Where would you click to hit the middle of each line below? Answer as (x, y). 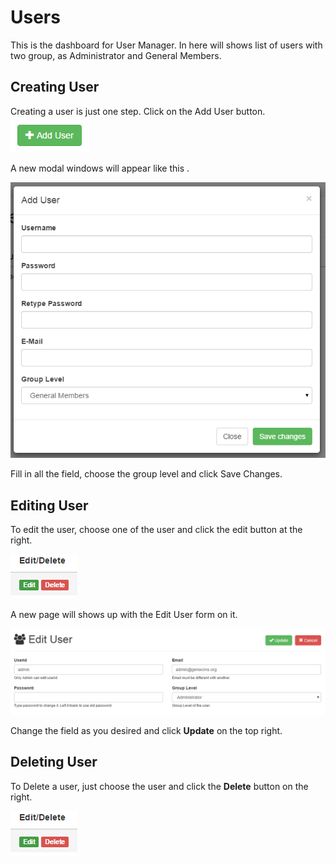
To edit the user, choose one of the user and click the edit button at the (156, 530)
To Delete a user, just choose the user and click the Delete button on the (159, 786)
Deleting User (54, 762)
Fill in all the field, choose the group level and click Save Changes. (146, 474)
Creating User (55, 87)
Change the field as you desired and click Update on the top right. (146, 731)
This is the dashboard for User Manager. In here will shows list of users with (166, 45)
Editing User (49, 505)
